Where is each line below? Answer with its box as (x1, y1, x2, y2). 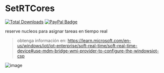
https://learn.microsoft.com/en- (67, 37, 131, 44)
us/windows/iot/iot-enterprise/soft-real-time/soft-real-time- (17, 43, 138, 48)
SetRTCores (5, 3, 55, 14)
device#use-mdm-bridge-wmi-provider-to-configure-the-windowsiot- (17, 48, 159, 54)
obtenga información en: (17, 37, 67, 44)
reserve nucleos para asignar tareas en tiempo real (5, 28, 108, 34)
